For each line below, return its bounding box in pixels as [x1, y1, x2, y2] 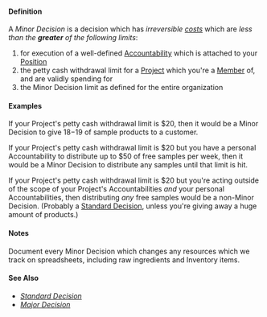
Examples [8, 101, 43, 110]
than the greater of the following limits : [8, 33, 138, 43]
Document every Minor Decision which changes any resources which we [8, 246, 250, 256]
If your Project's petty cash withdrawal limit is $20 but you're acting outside [8, 175, 260, 185]
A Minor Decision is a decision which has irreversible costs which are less [8, 24, 253, 34]
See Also [8, 274, 39, 283]
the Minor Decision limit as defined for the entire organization [19, 83, 224, 93]
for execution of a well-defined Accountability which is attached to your [19, 48, 258, 58]
